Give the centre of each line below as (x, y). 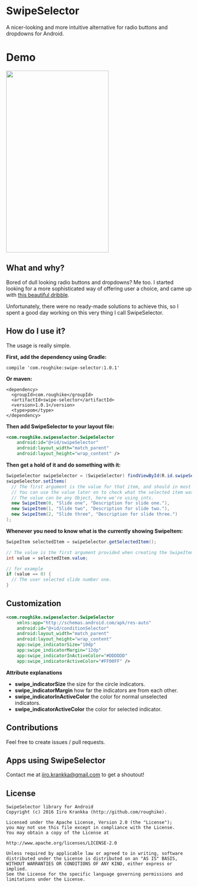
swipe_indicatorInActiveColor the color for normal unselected (91, 697)
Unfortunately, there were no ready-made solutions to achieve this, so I (92, 306)
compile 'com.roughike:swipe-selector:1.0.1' (63, 368)
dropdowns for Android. (35, 33)
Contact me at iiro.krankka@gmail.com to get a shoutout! (75, 775)
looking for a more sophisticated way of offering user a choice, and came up (99, 289)
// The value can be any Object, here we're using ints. (83, 498)
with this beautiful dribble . (38, 294)
